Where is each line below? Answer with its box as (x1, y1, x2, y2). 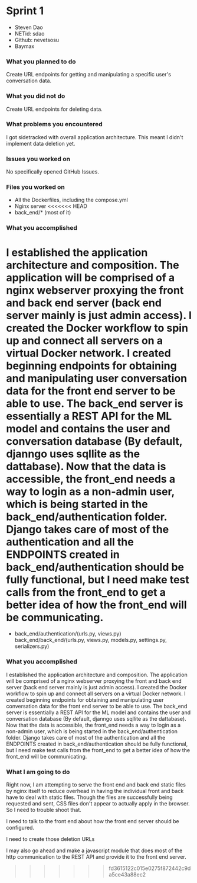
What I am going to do (6, 768, 70, 776)
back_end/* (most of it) (14, 209, 71, 216)
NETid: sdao (14, 30, 45, 37)
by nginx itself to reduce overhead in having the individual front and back (6, 787, 184, 794)
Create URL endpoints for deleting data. (6, 105, 103, 113)
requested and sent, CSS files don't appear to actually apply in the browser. (6, 799, 190, 807)
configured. (6, 824, 34, 831)
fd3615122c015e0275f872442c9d (109, 865, 191, 872)
